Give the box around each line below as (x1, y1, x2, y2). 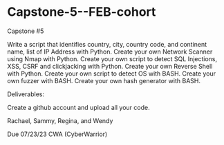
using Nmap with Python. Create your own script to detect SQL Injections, (7, 54, 218, 63)
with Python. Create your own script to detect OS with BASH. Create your (7, 69, 216, 78)
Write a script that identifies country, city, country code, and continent (7, 40, 207, 48)
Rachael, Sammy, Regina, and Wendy (7, 116, 113, 124)
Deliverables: (7, 90, 45, 98)
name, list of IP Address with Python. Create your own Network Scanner (7, 47, 213, 56)
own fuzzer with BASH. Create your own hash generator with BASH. (7, 76, 200, 85)
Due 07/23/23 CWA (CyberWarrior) (7, 130, 108, 138)
